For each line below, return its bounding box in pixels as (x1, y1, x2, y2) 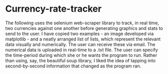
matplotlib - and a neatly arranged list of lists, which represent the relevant (5, 36, 161, 42)
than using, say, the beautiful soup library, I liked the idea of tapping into (5, 57, 156, 63)
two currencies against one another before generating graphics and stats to (5, 25, 163, 31)
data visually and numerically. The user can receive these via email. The (5, 41, 155, 47)
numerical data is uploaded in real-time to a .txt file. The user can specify (5, 47, 158, 53)
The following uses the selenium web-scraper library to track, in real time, (5, 20, 159, 26)
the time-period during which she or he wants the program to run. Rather (5, 52, 157, 58)
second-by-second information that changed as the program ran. (5, 63, 142, 69)
